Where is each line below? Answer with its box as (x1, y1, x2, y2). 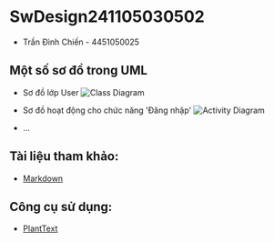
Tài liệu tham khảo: (9, 148, 119, 165)
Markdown (22, 173, 64, 184)
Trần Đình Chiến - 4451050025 (22, 36, 139, 47)
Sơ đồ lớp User (22, 86, 79, 97)
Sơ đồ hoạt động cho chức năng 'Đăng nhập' (22, 105, 192, 116)
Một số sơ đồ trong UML (9, 63, 148, 78)
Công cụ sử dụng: (9, 198, 113, 215)
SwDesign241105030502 (9, 6, 205, 27)
